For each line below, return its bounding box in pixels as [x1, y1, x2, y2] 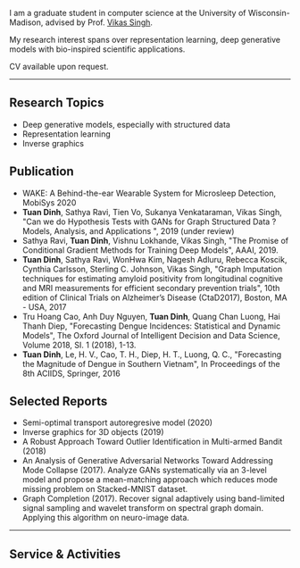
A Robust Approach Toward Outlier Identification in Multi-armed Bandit [21, 437, 283, 447]
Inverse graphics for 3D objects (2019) [21, 427, 164, 438]
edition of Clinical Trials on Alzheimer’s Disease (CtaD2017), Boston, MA [21, 292, 287, 303]
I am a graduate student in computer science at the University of [9, 8, 246, 18]
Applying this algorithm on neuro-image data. [21, 513, 190, 523]
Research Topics [9, 96, 104, 111]
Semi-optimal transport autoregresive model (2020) [21, 417, 212, 428]
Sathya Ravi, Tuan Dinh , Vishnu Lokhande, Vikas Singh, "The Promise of [21, 235, 288, 246]
